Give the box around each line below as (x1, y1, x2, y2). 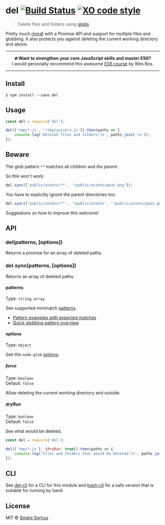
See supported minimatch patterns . (5, 305, 77, 311)
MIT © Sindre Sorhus (5, 515, 48, 521)
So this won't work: (5, 173, 45, 179)
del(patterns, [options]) (5, 239, 63, 246)
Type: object (5, 342, 31, 348)
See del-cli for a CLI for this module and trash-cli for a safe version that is (5, 482, 154, 488)
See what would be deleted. (5, 428, 62, 434)
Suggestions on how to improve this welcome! (5, 210, 99, 216)
